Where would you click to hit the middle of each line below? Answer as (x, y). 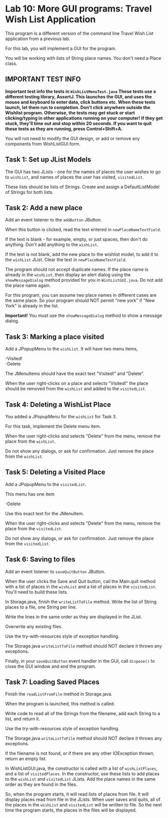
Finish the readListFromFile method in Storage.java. (59, 694)
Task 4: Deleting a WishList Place (58, 404)
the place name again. (28, 285)
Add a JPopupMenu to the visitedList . (46, 484)
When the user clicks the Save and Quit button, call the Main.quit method (80, 581)
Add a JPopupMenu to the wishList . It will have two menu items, (72, 349)
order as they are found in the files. (41, 784)
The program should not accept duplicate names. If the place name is (77, 270)
